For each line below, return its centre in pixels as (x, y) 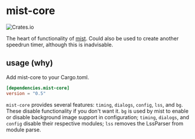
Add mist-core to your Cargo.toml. (48, 77)
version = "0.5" (26, 93)
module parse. (24, 130)
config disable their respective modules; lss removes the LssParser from (95, 123)
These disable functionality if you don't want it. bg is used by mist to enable (97, 111)
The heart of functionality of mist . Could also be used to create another (92, 38)
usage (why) (29, 63)
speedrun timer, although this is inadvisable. (60, 45)
